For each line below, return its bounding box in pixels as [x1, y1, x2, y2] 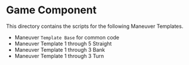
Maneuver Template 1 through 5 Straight [14, 40, 112, 47]
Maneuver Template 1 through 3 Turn [14, 52, 104, 59]
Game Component [6, 3, 97, 17]
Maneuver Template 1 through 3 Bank [14, 46, 106, 53]
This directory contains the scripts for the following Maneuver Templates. [6, 23, 184, 30]
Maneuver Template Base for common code [14, 34, 120, 41]
